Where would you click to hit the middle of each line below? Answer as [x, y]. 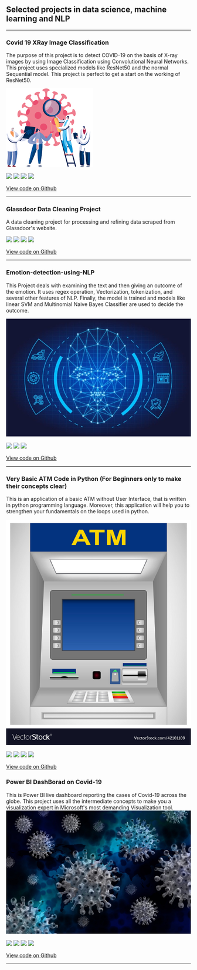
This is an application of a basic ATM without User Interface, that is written [96, 499]
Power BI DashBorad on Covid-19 [54, 782]
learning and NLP [38, 19]
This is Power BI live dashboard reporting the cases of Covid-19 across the [96, 795]
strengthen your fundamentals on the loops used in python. [78, 511]
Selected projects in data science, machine [86, 10]
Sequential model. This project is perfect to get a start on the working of [93, 74]
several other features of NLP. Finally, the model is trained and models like [96, 298]
